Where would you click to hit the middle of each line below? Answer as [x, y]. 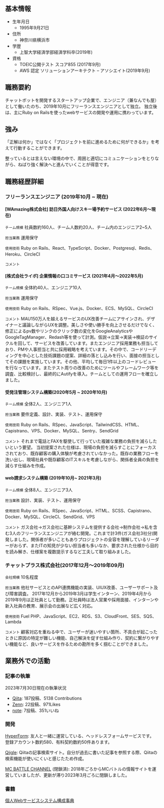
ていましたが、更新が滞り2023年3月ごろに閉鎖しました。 [71, 775]
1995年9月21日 [34, 27]
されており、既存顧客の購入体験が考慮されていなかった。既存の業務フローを [82, 453]
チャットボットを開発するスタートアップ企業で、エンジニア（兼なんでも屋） [82, 100]
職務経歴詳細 [24, 181]
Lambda [13, 621]
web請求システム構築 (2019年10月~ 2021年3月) [53, 478]
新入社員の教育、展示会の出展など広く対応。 [50, 606]
